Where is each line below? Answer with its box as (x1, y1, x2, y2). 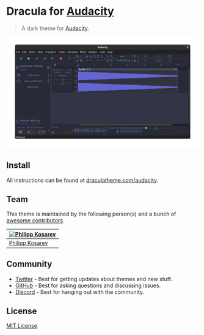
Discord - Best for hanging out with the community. (15, 288, 145, 295)
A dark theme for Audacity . (21, 24, 90, 32)
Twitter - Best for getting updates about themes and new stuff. (15, 275, 173, 282)
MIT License (6, 322, 38, 329)
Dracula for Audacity (6, 4, 114, 18)
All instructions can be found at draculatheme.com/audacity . (6, 176, 159, 184)
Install (6, 160, 31, 171)
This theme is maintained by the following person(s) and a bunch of (6, 210, 177, 218)
